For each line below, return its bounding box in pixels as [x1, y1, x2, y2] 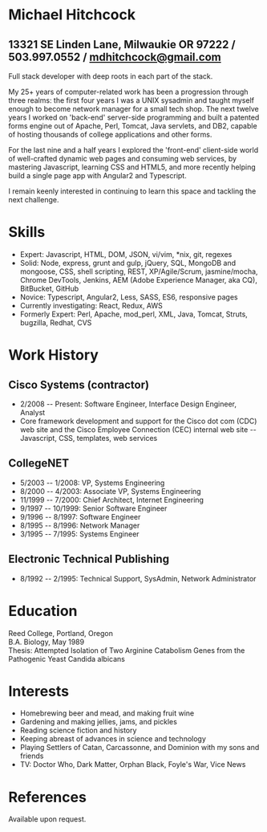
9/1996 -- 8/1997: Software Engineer [19, 512, 141, 521]
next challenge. [8, 195, 59, 204]
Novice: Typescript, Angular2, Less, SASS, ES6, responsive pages [19, 292, 238, 302]
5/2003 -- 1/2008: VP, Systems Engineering [19, 478, 165, 487]
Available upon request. [8, 814, 87, 824]
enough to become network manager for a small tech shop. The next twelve [8, 104, 259, 113]
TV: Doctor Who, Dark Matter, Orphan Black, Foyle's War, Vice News [19, 760, 246, 769]
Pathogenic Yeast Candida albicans [8, 654, 126, 663]
